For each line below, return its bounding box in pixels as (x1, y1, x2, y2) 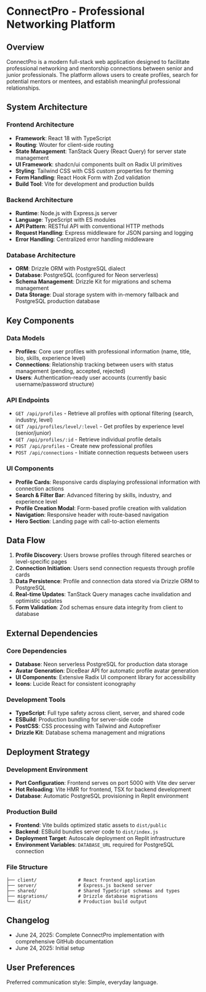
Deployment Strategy (6, 747, 90, 757)
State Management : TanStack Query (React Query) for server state (15, 148, 186, 155)
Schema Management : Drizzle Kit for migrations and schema (15, 278, 172, 285)
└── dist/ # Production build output (6, 899, 148, 905)
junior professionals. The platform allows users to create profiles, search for (6, 71, 199, 78)
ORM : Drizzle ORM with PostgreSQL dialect (15, 265, 125, 272)
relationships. (6, 84, 41, 92)
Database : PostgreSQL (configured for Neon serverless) (15, 272, 159, 279)
